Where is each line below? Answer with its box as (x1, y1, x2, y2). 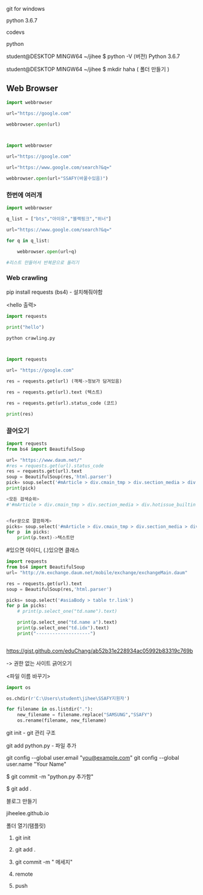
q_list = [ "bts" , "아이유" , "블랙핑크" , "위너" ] (6, 216, 112, 222)
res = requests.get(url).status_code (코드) (6, 400, 118, 406)
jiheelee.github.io (6, 810, 50, 817)
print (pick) (6, 485, 36, 491)
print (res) (6, 411, 34, 417)
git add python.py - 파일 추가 (6, 742, 77, 749)
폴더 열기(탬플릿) (6, 822, 47, 830)
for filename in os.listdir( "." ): (6, 706, 94, 712)
